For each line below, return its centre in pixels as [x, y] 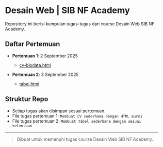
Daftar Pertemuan [33, 44]
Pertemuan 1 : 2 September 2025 [45, 56]
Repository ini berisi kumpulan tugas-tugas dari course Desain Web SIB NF [80, 24]
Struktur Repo [27, 99]
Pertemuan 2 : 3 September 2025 [45, 74]
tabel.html [29, 84]
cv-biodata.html [35, 65]
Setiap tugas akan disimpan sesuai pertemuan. [59, 111]
